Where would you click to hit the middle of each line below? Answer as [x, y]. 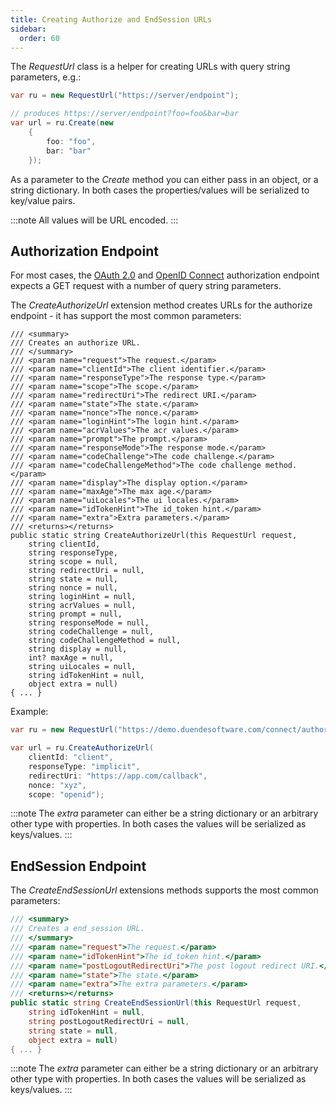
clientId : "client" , [71, 757]
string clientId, [64, 544]
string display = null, [78, 649]
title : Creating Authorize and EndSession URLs [111, 19]
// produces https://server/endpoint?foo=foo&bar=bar [125, 114]
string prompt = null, [75, 614]
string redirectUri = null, [86, 571]
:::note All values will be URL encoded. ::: [94, 220]
